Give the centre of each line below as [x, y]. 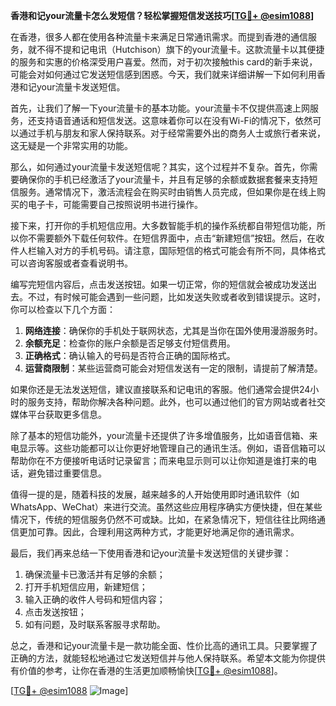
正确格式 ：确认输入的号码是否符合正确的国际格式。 [130, 355]
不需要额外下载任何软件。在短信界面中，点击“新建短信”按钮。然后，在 [172, 238]
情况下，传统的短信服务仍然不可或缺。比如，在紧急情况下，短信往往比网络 [163, 519]
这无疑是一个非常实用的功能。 [71, 145]
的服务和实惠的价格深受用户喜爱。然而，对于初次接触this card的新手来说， [164, 62]
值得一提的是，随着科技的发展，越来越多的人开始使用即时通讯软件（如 [155, 494]
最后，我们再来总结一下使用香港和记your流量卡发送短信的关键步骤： [151, 553]
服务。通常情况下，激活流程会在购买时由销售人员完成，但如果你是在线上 [167, 192]
